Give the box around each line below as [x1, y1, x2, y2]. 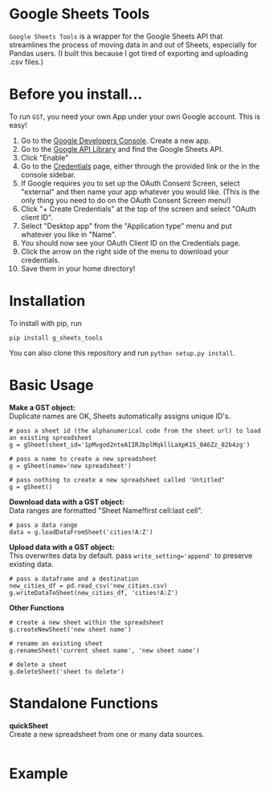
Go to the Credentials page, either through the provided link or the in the [20, 161, 260, 171]
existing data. [9, 559, 55, 568]
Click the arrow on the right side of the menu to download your [20, 246, 229, 256]
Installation [9, 292, 86, 310]
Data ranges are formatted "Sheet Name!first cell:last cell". [9, 505, 203, 515]
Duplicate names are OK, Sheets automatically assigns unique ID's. [9, 411, 231, 421]
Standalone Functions [9, 694, 159, 712]
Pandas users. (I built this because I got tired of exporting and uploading [9, 48, 248, 58]
